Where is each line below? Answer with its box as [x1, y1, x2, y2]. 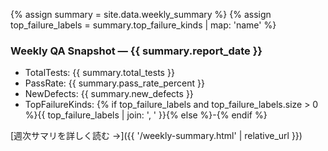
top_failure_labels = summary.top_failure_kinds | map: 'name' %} [10, 19, 277, 31]
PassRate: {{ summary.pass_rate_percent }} [24, 77, 205, 89]
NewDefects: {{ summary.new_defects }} [24, 88, 194, 100]
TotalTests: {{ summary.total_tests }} [24, 67, 175, 79]
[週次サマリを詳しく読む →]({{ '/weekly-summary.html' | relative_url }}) [10, 130, 303, 142]
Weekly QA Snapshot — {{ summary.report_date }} [10, 44, 263, 58]
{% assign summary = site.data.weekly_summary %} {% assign [10, 9, 272, 20]
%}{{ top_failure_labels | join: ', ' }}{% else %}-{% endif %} [24, 109, 268, 121]
